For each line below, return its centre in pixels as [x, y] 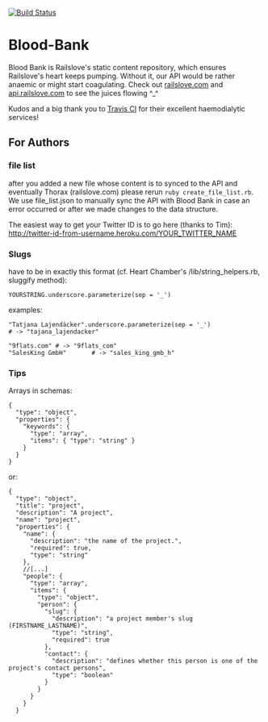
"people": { [43, 577]
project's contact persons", [57, 668]
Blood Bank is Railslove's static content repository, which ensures [117, 67]
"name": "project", [48, 520]
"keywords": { [46, 427]
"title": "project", [50, 506]
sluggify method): [38, 280]
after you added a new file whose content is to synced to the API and [123, 183]
